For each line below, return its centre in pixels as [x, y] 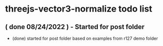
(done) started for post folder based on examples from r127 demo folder [85, 38]
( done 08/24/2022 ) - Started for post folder [75, 27]
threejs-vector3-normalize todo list [79, 9]
